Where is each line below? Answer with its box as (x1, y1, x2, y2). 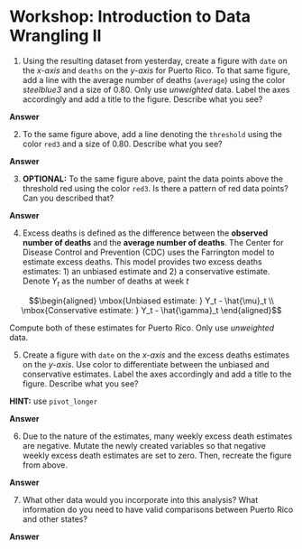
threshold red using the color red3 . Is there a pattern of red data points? (22, 182, 288, 193)
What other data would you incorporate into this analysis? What (22, 494, 259, 505)
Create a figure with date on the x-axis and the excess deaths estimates (22, 349, 290, 360)
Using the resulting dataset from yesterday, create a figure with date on (22, 55, 288, 66)
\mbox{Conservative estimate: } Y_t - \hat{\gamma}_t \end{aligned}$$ (21, 304, 282, 315)
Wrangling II (9, 25, 102, 46)
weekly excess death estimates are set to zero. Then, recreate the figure (22, 450, 292, 461)
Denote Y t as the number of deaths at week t (22, 275, 189, 288)
